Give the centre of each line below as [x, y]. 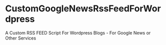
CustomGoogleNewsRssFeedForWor [83, 9]
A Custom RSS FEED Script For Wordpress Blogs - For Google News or [78, 33]
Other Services [21, 38]
